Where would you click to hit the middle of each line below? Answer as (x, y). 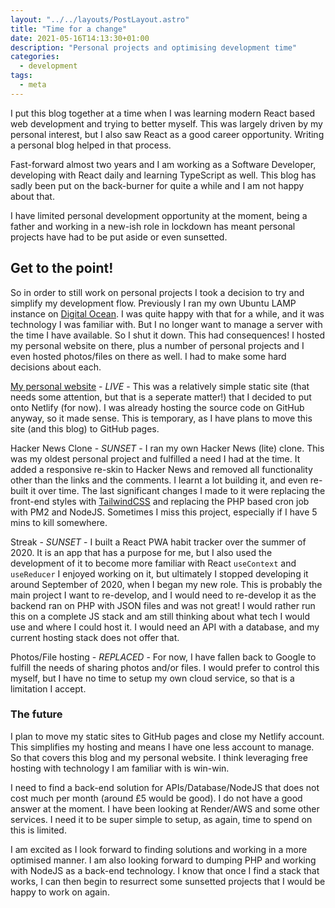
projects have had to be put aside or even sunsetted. (119, 237)
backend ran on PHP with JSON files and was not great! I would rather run (163, 605)
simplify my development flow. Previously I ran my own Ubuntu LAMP (153, 303)
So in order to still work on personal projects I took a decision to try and (157, 292)
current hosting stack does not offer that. (95, 637)
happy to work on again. (60, 892)
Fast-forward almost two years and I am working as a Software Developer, (163, 164)
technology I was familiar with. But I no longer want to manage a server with (166, 324)
